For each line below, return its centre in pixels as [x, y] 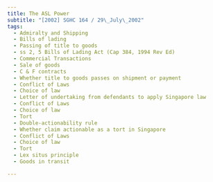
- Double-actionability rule [56, 123]
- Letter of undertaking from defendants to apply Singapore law [110, 98]
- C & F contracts [40, 71]
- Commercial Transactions [52, 59]
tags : [15, 26]
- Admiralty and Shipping [51, 33]
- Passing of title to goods [56, 46]
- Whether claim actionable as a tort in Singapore [90, 129]
